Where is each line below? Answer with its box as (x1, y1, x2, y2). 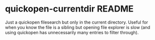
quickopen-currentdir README (5, 3, 133, 14)
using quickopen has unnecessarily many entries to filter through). (5, 29, 139, 35)
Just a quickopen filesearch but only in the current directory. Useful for (5, 19, 148, 25)
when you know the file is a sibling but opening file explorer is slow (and (5, 24, 151, 30)
